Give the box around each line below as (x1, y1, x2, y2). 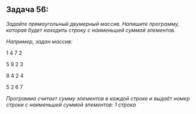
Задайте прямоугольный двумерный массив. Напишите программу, (6, 20, 180, 27)
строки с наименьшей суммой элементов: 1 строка (6, 101, 137, 108)
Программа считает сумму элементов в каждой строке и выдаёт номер (6, 95, 190, 102)
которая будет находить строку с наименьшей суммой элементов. (6, 26, 176, 33)
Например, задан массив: (6, 38, 72, 45)
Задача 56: (6, 5, 49, 15)
